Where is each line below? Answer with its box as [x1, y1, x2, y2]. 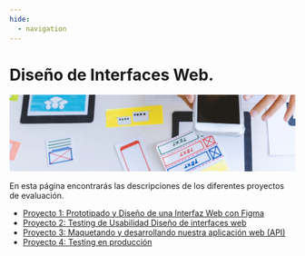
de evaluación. [9, 190, 64, 201]
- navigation [17, 24, 67, 34]
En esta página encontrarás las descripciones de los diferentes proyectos [9, 180, 284, 191]
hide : [9, 15, 30, 24]
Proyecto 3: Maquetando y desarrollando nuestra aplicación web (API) [22, 227, 286, 238]
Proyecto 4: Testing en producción [22, 236, 152, 247]
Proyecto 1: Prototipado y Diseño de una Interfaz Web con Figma [22, 207, 265, 218]
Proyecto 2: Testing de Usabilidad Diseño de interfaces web [22, 217, 247, 228]
